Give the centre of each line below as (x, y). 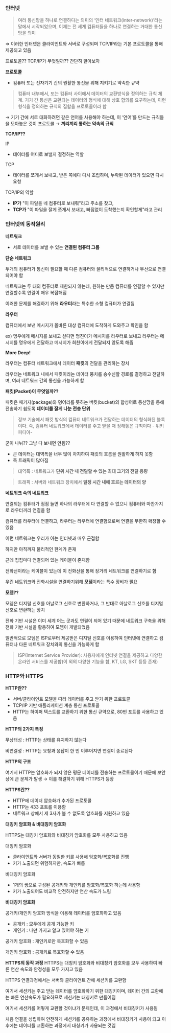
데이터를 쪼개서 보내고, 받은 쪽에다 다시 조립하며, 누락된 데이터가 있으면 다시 (88, 175)
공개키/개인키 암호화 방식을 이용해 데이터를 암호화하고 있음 (63, 913)
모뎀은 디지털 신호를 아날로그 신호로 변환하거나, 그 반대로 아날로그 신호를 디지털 (84, 603)
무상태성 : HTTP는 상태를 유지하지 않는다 (46, 740)
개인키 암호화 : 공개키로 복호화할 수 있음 (45, 952)
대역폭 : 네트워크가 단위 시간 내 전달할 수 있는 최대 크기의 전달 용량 (83, 471)
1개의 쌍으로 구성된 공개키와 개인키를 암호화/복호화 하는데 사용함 (76, 885)
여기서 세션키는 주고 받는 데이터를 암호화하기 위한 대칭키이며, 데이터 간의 (77, 991)
